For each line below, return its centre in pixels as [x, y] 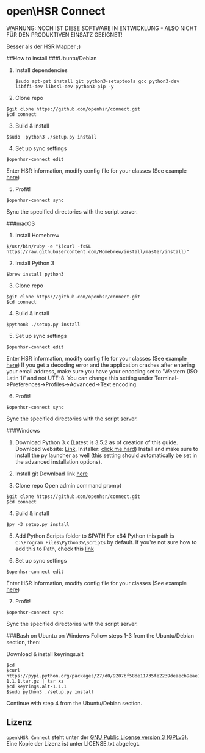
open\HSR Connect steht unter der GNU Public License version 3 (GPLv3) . [97, 737]
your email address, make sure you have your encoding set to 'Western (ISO [102, 371]
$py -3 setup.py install [38, 524]
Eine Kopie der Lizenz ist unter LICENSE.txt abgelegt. [73, 743]
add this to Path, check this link [55, 549]
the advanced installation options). [59, 461]
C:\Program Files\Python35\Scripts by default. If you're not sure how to [106, 542]
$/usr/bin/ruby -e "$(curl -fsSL [49, 246]
